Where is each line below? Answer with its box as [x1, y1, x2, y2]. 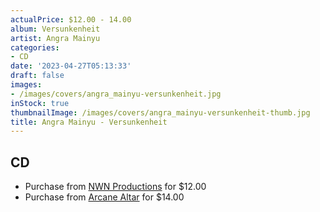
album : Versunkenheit [10, 24, 101, 34]
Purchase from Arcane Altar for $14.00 [24, 191, 185, 203]
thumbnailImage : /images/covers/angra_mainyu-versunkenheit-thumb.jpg [10, 107, 311, 118]
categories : [10, 42, 60, 53]
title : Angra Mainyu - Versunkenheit [10, 117, 168, 127]
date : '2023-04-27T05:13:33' [10, 61, 132, 71]
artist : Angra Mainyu [10, 33, 101, 43]
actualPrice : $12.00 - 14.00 [10, 14, 132, 25]
